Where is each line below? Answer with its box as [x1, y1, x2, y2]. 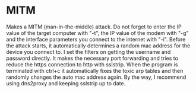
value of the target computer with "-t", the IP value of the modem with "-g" [6, 29, 189, 36]
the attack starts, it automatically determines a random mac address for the [6, 42, 191, 49]
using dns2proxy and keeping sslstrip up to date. [6, 79, 126, 86]
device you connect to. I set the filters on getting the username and [6, 48, 171, 55]
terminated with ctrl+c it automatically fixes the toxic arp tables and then [6, 67, 184, 74]
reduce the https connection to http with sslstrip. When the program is [6, 60, 178, 68]
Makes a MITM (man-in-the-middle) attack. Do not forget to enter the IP [6, 23, 182, 30]
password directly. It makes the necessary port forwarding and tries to [6, 54, 178, 62]
